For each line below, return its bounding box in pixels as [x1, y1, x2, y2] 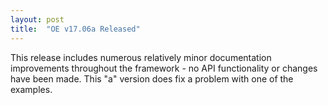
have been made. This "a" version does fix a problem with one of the [10, 72, 294, 85]
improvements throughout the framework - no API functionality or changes [10, 62, 318, 74]
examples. [10, 83, 53, 95]
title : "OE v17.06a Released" [10, 24, 141, 34]
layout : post [10, 14, 65, 25]
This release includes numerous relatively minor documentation [10, 51, 272, 63]
